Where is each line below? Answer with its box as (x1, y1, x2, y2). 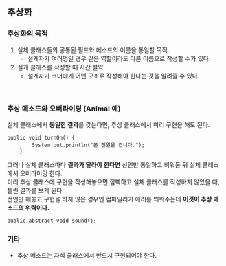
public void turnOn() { (7, 134, 76, 141)
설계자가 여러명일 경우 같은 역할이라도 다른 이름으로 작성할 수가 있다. (27, 54, 211, 63)
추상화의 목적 (7, 29, 48, 38)
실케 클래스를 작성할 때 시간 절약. (16, 63, 105, 71)
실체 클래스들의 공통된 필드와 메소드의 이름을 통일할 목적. (16, 45, 170, 54)
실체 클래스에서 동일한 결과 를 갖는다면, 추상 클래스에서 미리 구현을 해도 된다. (7, 120, 210, 129)
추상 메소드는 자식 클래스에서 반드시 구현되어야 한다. (16, 252, 157, 260)
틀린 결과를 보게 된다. (7, 186, 64, 195)
